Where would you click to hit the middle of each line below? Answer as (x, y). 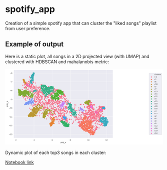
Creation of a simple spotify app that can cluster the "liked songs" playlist (81, 23)
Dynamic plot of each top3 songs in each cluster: (56, 153)
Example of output (34, 44)
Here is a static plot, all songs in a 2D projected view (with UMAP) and (77, 56)
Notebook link (19, 162)
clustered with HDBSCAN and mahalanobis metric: (57, 62)
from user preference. (28, 28)
